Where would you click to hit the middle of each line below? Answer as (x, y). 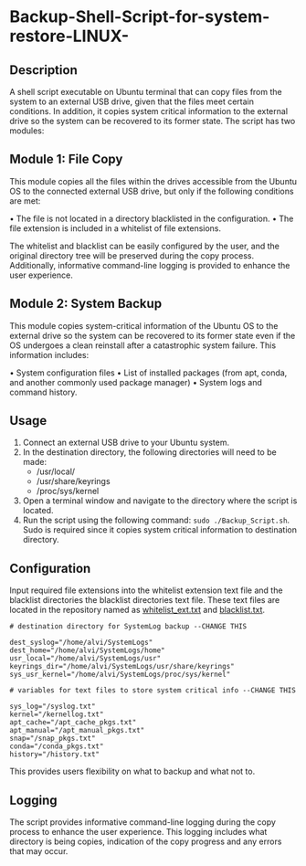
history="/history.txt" (55, 755)
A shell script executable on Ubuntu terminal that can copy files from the (146, 92)
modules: (27, 131)
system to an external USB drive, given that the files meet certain (132, 101)
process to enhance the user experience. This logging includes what (138, 832)
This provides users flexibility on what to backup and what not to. (132, 771)
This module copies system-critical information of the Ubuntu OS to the (144, 325)
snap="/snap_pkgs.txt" (53, 739)
